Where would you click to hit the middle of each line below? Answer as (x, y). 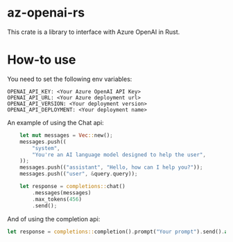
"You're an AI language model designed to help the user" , (119, 155)
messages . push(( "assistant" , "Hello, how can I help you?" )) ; (111, 167)
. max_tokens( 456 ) (57, 199)
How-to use (42, 60)
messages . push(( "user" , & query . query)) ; (79, 174)
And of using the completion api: (54, 218)
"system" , (46, 148)
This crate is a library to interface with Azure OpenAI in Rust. (94, 32)
